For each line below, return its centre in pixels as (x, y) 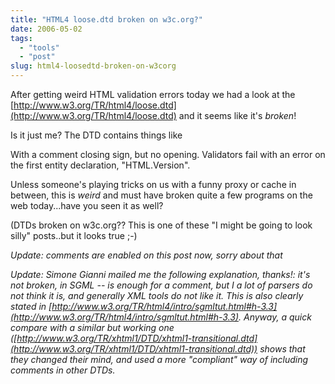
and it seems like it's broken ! (237, 115)
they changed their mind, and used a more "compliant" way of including (159, 359)
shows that (282, 349)
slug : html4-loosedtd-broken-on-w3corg (93, 66)
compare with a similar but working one (92, 327)
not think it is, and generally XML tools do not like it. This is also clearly (157, 295)
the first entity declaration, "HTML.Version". (100, 165)
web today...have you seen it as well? (87, 205)
